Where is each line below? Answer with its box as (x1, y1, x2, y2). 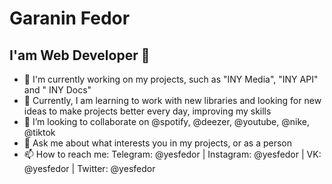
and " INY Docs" (23, 84, 92, 96)
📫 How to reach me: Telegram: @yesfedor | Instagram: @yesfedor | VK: (23, 148, 322, 160)
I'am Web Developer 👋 (9, 47, 151, 64)
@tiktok (23, 127, 56, 138)
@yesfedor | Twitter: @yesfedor (23, 163, 156, 174)
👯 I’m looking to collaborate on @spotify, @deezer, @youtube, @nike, (23, 116, 310, 127)
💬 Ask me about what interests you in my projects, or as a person (23, 137, 292, 149)
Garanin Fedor (9, 7, 131, 30)
